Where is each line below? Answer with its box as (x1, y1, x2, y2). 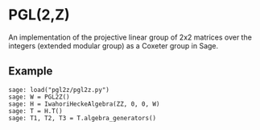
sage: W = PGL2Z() (8, 93, 70, 101)
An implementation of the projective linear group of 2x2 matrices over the (8, 32, 252, 42)
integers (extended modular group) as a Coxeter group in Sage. (8, 40, 219, 50)
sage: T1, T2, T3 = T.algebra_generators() (8, 114, 157, 122)
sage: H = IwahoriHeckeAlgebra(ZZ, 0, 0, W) (8, 99, 160, 108)
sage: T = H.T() (8, 107, 63, 115)
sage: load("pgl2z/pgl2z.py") (8, 86, 110, 94)
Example (8, 65, 53, 78)
